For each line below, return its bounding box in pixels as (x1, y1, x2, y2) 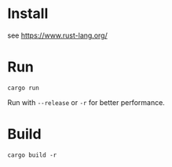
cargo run (7, 84, 40, 92)
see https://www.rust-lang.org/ (7, 31, 108, 40)
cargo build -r (7, 151, 57, 159)
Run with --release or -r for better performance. (7, 97, 166, 107)
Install (7, 5, 49, 23)
